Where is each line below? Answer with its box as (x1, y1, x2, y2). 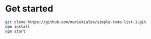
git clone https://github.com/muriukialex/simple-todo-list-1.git (5, 19, 146, 24)
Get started (5, 3, 53, 14)
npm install (5, 24, 30, 29)
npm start (5, 28, 26, 34)
